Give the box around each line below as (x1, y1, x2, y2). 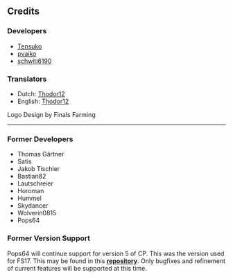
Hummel (17, 194, 42, 203)
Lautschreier (17, 179, 53, 188)
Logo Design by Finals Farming (7, 110, 96, 118)
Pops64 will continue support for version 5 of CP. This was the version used (7, 249, 225, 258)
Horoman (17, 187, 44, 195)
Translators (7, 74, 47, 84)
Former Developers (7, 134, 74, 144)
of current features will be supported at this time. (7, 264, 148, 272)
